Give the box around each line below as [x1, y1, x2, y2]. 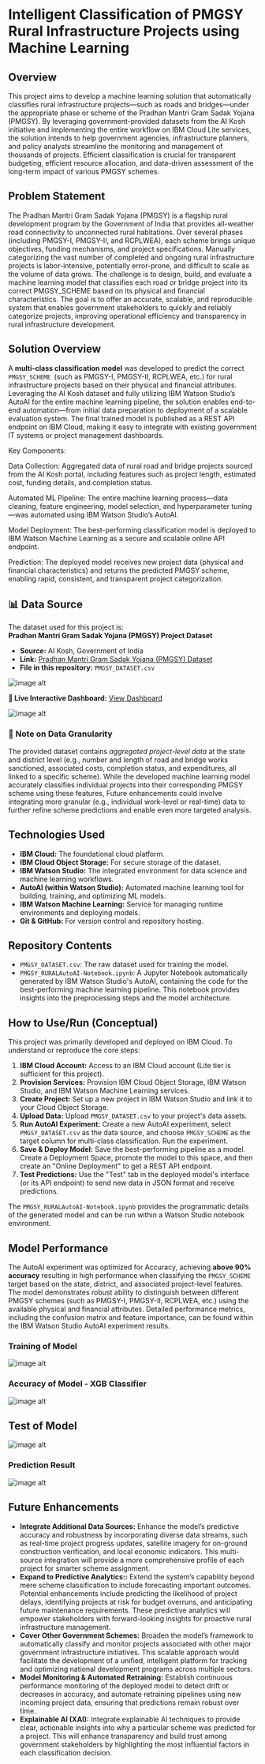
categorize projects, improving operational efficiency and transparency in [8, 311, 247, 320]
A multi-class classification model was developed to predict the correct [8, 363, 244, 372]
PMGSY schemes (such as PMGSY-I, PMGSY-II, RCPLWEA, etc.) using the [8, 1295, 249, 1305]
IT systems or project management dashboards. [8, 430, 164, 439]
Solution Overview [8, 342, 101, 356]
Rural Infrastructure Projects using [8, 22, 240, 40]
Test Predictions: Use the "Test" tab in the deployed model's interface [19, 1170, 250, 1179]
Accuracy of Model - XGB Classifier [8, 1378, 147, 1389]
